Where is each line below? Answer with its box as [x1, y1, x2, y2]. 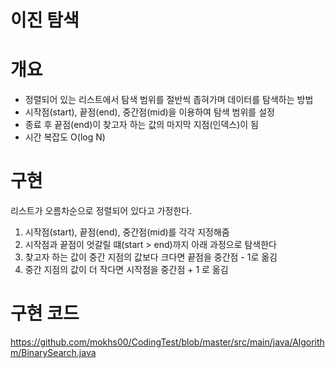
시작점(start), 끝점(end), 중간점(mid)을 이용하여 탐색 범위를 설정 [24, 106, 275, 118]
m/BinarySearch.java [10, 347, 97, 358]
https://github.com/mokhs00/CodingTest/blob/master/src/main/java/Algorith [10, 336, 325, 348]
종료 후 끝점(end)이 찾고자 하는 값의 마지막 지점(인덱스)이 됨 [24, 119, 259, 131]
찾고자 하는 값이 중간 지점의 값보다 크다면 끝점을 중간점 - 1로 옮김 [24, 251, 278, 263]
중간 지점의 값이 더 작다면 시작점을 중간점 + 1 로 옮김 [24, 264, 229, 276]
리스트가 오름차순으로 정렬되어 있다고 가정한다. [10, 205, 193, 217]
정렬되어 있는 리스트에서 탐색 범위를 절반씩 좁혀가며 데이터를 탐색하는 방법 [24, 94, 314, 106]
